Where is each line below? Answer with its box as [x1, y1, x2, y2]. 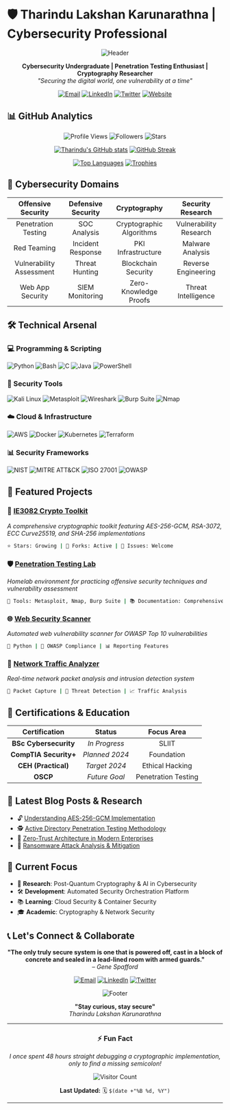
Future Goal [87, 772, 125, 782]
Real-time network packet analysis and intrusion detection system [7, 674, 195, 683]
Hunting [73, 267, 99, 276]
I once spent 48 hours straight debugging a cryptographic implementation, [9, 1052, 221, 1060]
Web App [19, 282, 50, 292]
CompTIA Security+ [10, 750, 77, 759]
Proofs [129, 295, 151, 305]
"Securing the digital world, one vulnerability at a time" [37, 76, 193, 84]
